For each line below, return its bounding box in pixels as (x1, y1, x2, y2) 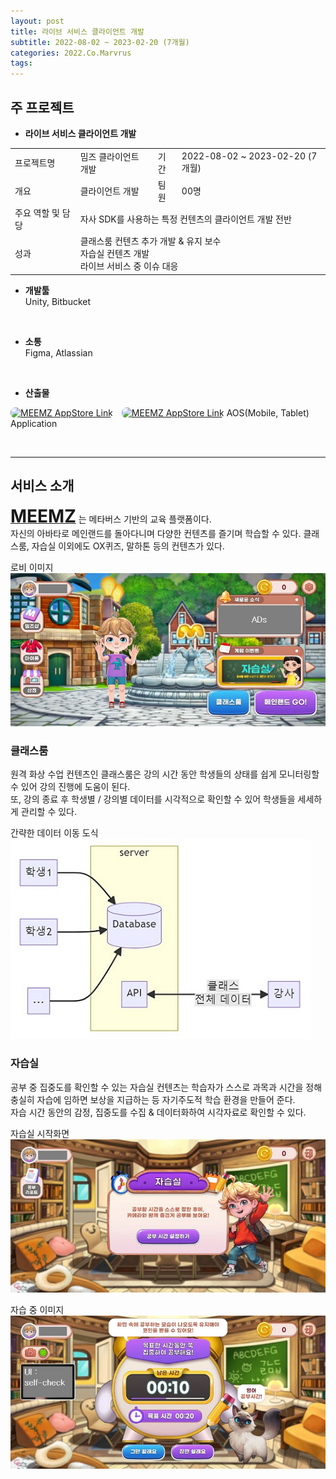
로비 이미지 (10, 561, 54, 573)
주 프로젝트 (10, 99, 75, 116)
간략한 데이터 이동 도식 (10, 827, 99, 839)
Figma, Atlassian (24, 346, 93, 359)
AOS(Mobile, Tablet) (226, 406, 310, 419)
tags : (10, 58, 33, 69)
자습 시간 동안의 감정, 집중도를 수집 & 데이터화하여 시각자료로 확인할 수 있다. (10, 1106, 307, 1118)
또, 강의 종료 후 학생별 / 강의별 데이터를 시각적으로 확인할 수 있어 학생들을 (10, 793, 296, 805)
